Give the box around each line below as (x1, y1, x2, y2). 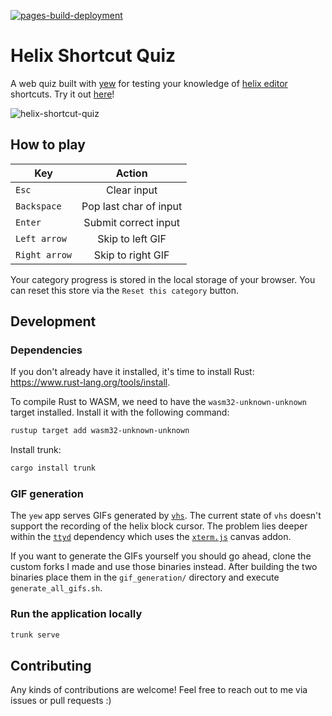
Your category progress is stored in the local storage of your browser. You (10, 273, 316, 285)
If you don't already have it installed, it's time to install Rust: (10, 366, 255, 378)
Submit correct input (83, 215, 180, 229)
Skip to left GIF (97, 231, 167, 245)
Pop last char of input (81, 199, 183, 213)
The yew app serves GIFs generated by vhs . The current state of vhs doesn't (10, 510, 322, 522)
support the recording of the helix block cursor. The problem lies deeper (10, 520, 308, 532)
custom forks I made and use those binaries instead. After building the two (10, 561, 318, 573)
